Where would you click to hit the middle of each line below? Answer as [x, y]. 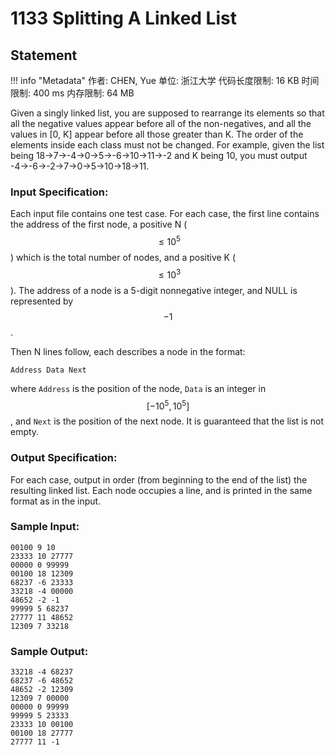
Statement [44, 55]
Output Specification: [64, 458]
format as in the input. [56, 501]
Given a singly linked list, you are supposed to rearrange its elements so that [167, 113]
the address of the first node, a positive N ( [99, 224]
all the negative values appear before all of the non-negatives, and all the [161, 123]
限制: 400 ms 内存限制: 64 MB [72, 93]
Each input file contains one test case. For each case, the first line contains [165, 214]
